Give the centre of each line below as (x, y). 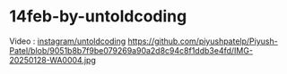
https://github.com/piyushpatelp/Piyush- (203, 41)
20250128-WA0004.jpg (52, 60)
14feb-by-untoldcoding (98, 16)
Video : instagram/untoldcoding (68, 41)
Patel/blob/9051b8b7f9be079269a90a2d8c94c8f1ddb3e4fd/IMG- (131, 50)
